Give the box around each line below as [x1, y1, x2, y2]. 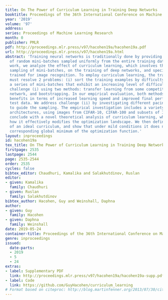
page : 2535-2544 [5, 157, 39, 162]
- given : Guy [5, 208, 32, 213]
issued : [5, 240, 21, 246]
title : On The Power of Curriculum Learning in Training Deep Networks [5, 7, 157, 13]
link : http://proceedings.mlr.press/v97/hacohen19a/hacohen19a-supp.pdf [9, 273, 164, 278]
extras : [5, 264, 21, 269]
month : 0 [5, 36, 23, 41]
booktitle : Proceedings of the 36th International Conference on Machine [5, 12, 162, 17]
